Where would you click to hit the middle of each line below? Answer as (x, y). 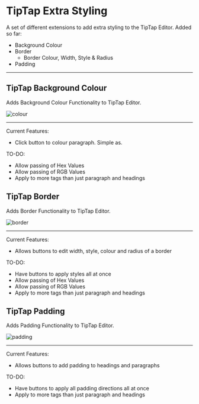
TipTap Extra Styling (57, 11)
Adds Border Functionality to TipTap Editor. (58, 211)
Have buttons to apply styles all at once (63, 274)
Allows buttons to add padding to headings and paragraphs (87, 365)
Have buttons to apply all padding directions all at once (82, 389)
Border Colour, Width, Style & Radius (68, 57)
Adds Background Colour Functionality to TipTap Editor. (74, 102)
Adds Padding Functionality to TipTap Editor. (60, 326)
